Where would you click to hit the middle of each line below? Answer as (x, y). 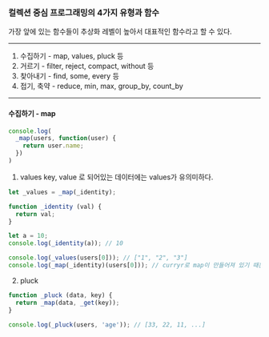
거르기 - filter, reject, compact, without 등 (87, 66)
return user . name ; (53, 146)
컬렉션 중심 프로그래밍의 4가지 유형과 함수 (84, 12)
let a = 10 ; (28, 236)
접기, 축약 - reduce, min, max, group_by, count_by (102, 86)
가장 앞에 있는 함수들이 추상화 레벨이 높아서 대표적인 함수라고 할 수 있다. (120, 32)
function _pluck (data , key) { (60, 295)
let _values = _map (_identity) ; (62, 192)
